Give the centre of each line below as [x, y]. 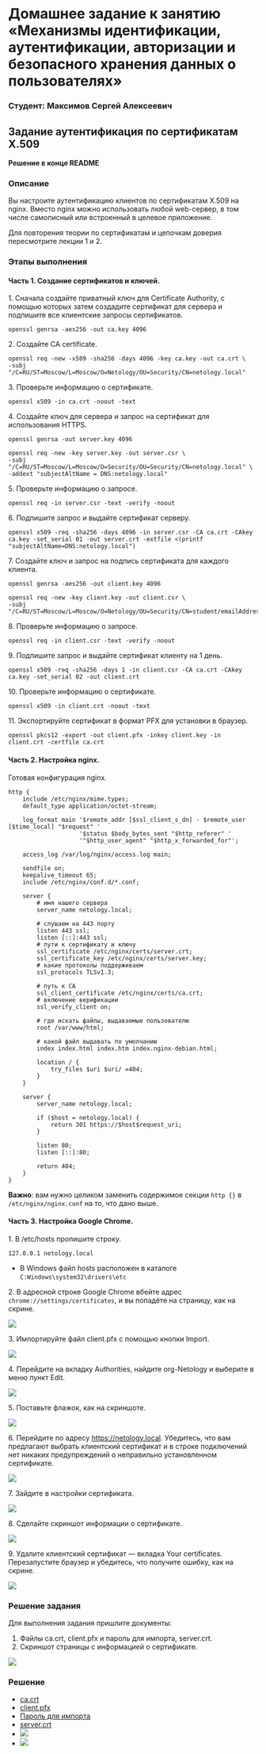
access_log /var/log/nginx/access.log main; [97, 854]
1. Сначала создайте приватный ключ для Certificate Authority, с [117, 299]
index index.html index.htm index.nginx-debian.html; [127, 1048]
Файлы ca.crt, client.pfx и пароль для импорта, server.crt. [116, 1638]
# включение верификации [78, 1000]
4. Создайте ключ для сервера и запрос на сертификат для [109, 417]
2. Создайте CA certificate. [53, 344]
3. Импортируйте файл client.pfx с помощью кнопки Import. [109, 1338]
